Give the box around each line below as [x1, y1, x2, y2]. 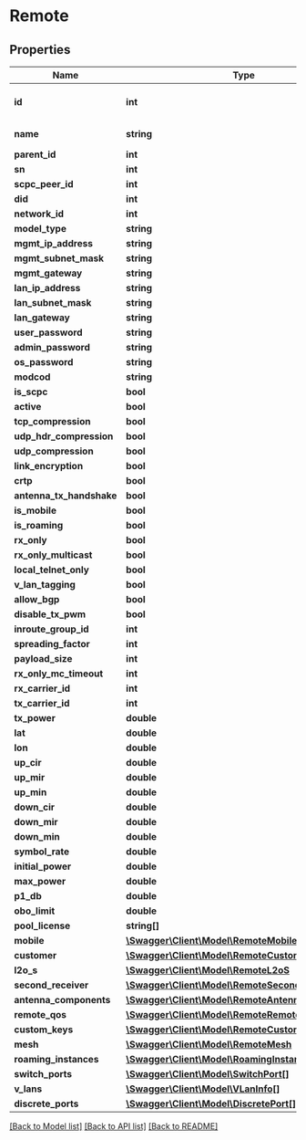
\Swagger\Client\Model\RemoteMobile [126, 935, 298, 947]
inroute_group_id [14, 622, 89, 635]
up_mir [14, 771, 46, 783]
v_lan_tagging [14, 579, 76, 591]
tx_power [14, 712, 56, 724]
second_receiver [14, 978, 89, 991]
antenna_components [14, 994, 111, 1006]
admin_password [14, 341, 91, 353]
